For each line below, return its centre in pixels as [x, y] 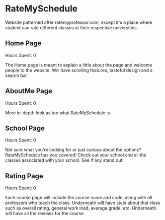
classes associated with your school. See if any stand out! [65, 160]
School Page [25, 128]
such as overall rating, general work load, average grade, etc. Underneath [81, 208]
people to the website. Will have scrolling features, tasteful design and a [79, 70]
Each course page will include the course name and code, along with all [79, 198]
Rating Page [24, 176]
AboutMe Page [29, 91]
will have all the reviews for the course [44, 214]
